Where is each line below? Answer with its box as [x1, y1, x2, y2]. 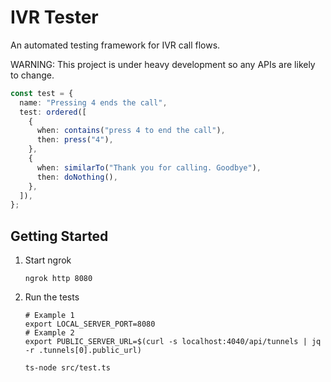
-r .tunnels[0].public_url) [24, 346, 142, 356]
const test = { [10, 88, 74, 98]
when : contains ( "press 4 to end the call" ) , [36, 126, 226, 136]
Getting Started [10, 227, 109, 245]
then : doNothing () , [36, 172, 118, 182]
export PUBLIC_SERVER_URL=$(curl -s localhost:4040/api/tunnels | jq [24, 337, 322, 347]
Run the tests [24, 291, 80, 303]
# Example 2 [24, 328, 75, 338]
